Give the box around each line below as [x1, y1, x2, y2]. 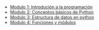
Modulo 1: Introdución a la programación [9, 4, 93, 10]
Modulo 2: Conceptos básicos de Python [9, 9, 94, 15]
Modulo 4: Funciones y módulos [9, 19, 76, 25]
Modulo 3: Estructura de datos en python [9, 15, 95, 20]
